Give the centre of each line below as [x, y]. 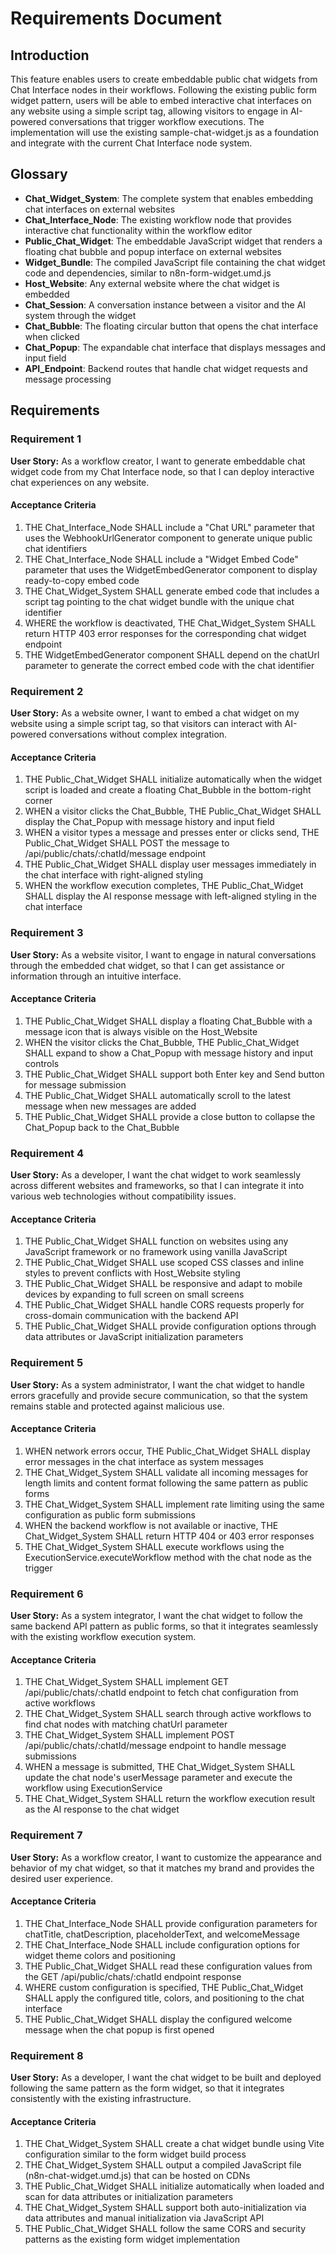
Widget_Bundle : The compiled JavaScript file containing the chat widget [175, 262]
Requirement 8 [47, 2055]
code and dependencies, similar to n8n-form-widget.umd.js [148, 273]
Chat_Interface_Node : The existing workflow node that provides [158, 219]
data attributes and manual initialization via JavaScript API [144, 2218]
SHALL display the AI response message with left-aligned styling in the [170, 896]
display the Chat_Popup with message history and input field [149, 822]
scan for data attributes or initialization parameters [129, 2197]
